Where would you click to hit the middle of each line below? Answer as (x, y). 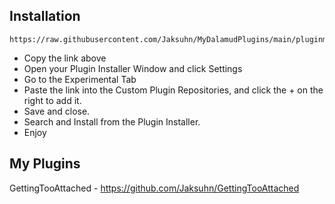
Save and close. (57, 111)
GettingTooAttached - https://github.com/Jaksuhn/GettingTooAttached (154, 188)
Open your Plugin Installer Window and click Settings (133, 68)
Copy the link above (65, 58)
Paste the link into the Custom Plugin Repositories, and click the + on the (173, 90)
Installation (45, 16)
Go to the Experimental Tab (80, 79)
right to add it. (52, 100)
